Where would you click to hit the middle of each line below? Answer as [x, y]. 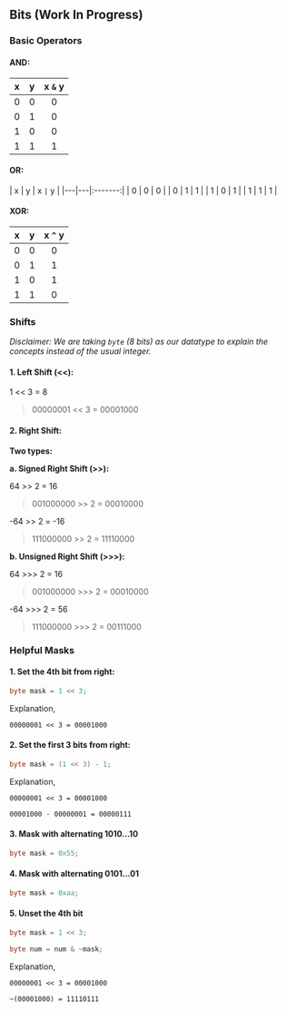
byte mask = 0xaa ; [44, 893]
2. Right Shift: [35, 431]
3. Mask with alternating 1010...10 [74, 834]
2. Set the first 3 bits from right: [70, 745]
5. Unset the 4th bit [46, 913]
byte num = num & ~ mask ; [56, 949]
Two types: [31, 451]
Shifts [23, 321]
